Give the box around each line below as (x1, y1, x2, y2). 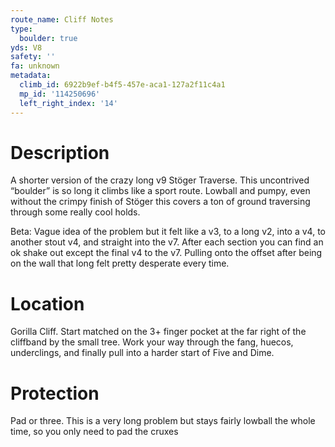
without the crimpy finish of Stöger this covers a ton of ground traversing (10, 196, 311, 208)
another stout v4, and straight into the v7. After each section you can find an (10, 236, 324, 248)
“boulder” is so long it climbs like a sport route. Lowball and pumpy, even (10, 185, 311, 197)
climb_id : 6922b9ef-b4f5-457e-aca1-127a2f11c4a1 (19, 80, 226, 90)
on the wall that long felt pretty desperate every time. (10, 257, 230, 270)
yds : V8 (10, 42, 43, 53)
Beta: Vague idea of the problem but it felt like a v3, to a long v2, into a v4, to (10, 226, 326, 238)
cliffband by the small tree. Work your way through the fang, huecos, (10, 336, 294, 348)
